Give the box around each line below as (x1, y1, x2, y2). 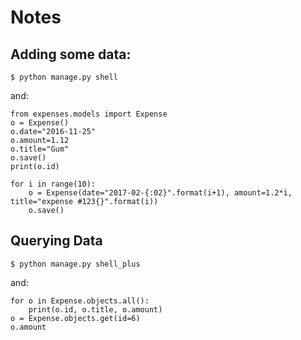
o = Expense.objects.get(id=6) (10, 313, 141, 323)
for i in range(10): (10, 179, 97, 189)
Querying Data (10, 232, 103, 250)
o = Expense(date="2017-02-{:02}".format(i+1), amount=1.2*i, (28, 188, 293, 198)
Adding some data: (10, 46, 132, 63)
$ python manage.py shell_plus (10, 259, 141, 269)
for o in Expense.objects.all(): (10, 296, 150, 306)
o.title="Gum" (10, 144, 70, 154)
